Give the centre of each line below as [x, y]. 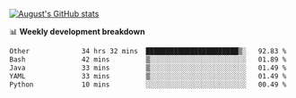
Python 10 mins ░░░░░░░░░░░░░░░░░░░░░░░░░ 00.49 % [148, 85]
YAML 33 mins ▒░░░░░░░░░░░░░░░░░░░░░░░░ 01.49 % [148, 76]
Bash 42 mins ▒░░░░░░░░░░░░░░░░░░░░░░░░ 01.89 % [148, 59]
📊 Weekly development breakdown [77, 32]
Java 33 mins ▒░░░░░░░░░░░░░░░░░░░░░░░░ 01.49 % [148, 68]
